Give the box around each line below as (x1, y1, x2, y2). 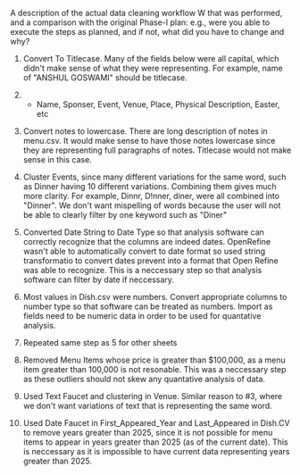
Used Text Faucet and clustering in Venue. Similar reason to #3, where (22, 391, 283, 401)
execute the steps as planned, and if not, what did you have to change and (10, 27, 285, 37)
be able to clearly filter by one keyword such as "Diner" (22, 210, 227, 220)
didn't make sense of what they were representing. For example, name (22, 62, 284, 73)
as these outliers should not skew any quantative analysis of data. (22, 374, 266, 384)
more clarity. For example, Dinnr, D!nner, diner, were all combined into (22, 191, 280, 201)
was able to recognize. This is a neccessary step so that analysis (22, 265, 262, 275)
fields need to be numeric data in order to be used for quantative (22, 311, 262, 321)
